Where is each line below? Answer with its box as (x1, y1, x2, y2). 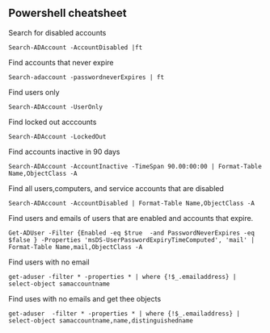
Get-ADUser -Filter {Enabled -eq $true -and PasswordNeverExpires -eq (8, 229, 255, 237)
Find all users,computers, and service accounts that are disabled (8, 183, 225, 193)
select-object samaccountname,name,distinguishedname (8, 316, 194, 325)
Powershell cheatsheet (8, 6, 127, 20)
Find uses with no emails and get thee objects (8, 293, 162, 303)
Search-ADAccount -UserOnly (8, 102, 103, 111)
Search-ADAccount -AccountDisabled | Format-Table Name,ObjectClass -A (8, 199, 255, 207)
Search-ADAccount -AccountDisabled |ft (8, 44, 143, 52)
